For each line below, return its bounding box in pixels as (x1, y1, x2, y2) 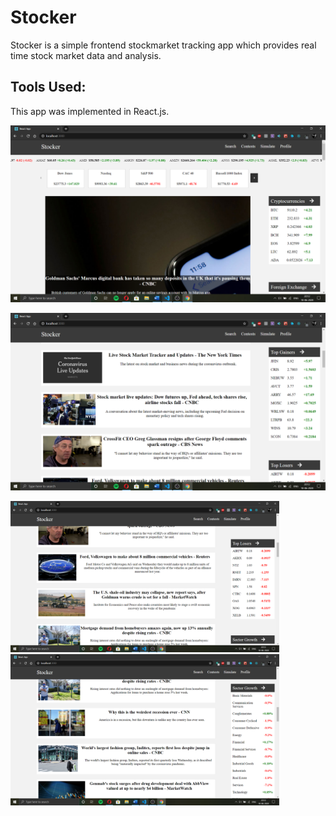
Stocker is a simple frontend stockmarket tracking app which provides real (10, 39, 317, 51)
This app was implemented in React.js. (10, 105, 170, 117)
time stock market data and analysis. (10, 49, 162, 61)
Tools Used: (10, 79, 87, 96)
